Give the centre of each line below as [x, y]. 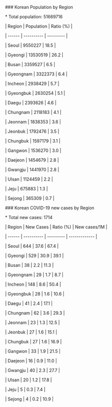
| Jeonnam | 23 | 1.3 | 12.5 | [32, 322]
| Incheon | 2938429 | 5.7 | [32, 84]
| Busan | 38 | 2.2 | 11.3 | [29, 265]
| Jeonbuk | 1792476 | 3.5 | [32, 131]
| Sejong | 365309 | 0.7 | [30, 198]
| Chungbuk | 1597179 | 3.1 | [33, 141]
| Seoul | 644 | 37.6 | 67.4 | [32, 246]
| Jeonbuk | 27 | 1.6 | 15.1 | [31, 332]
